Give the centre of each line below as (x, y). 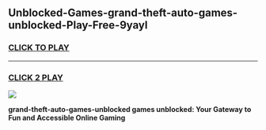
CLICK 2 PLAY (36, 77)
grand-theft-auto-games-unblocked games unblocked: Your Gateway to (130, 109)
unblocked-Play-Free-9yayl (78, 26)
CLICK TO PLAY (39, 48)
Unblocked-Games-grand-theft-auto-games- (123, 13)
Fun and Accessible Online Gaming (67, 117)
